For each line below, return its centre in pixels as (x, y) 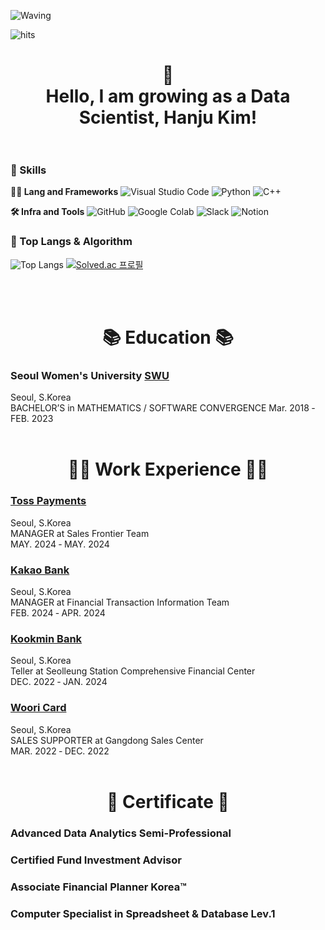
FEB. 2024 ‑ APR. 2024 (58, 613)
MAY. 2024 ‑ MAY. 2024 (60, 544)
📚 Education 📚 (168, 337)
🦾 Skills (28, 170)
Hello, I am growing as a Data (168, 96)
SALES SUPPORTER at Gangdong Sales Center (107, 740)
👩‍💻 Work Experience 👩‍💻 (168, 469)
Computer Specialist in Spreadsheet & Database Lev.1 (143, 913)
